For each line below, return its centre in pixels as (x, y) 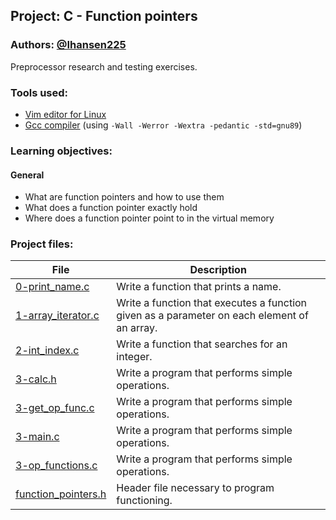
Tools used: (39, 92)
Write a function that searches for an (202, 344)
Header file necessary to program (195, 488)
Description (218, 270)
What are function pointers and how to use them (124, 197)
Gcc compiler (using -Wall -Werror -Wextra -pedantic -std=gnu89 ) (163, 125)
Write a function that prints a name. (199, 287)
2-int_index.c (47, 351)
